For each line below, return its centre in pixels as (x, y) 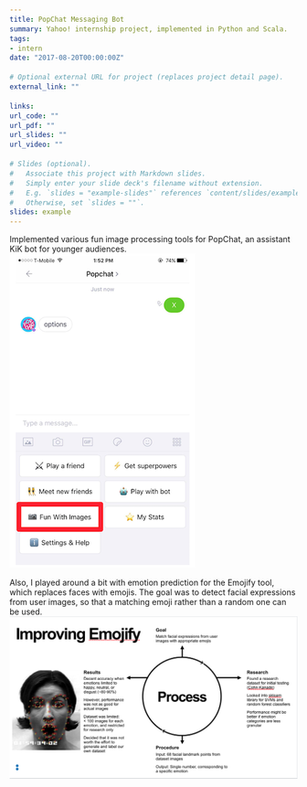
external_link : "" (44, 87)
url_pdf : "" (32, 125)
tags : (20, 38)
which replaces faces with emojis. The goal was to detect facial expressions (153, 592)
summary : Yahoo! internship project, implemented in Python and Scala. (148, 29)
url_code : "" (34, 116)
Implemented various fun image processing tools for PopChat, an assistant (150, 239)
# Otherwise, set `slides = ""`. (77, 202)
